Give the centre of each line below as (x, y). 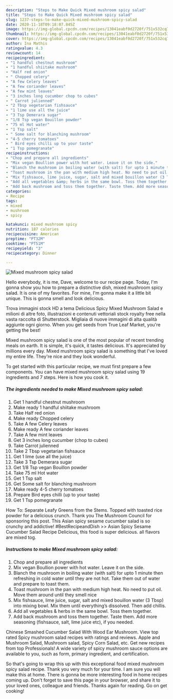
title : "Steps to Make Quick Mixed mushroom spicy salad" (69, 15)
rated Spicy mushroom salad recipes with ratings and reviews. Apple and (83, 637)
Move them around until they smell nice (55, 595)
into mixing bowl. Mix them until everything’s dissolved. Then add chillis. (90, 606)
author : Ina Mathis (27, 44)
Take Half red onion (34, 413)
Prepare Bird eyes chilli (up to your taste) (56, 495)
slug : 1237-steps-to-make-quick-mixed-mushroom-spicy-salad (72, 20)
